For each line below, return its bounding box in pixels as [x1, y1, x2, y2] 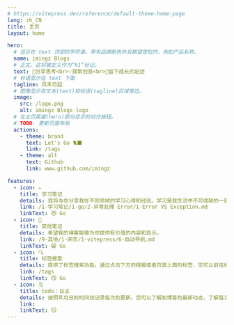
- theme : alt [19, 152, 58, 159]
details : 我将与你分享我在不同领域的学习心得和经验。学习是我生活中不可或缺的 [19, 197, 219, 204]
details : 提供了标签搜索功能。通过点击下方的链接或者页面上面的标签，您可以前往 [19, 262, 224, 269]
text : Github [25, 159, 64, 166]
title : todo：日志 [19, 287, 70, 294]
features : [7, 177, 36, 184]
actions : [13, 126, 39, 133]
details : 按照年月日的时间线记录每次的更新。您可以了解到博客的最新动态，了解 [19, 294, 219, 301]
